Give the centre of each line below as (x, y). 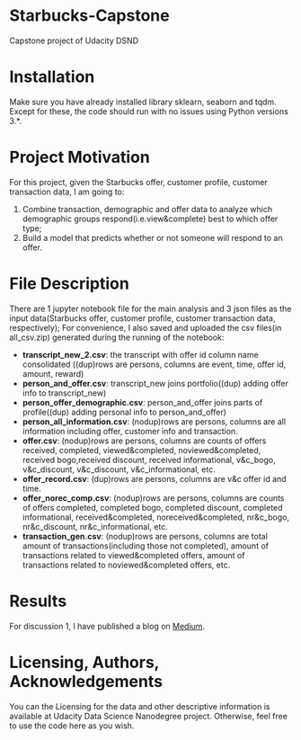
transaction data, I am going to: (67, 192)
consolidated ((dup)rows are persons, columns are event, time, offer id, (154, 364)
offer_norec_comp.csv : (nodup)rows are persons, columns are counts (153, 498)
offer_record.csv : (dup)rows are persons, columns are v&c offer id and (154, 478)
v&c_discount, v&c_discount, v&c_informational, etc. (119, 469)
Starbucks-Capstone (89, 16)
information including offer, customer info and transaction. (130, 431)
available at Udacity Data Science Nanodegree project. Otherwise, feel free (148, 716)
